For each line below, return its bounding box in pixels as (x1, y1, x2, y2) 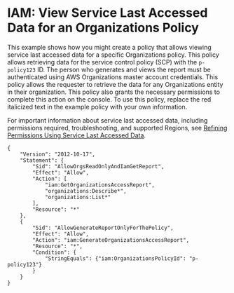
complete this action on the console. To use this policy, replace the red (7, 95, 212, 103)
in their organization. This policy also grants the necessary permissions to (7, 88, 221, 96)
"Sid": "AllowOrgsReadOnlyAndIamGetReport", (32, 163, 165, 170)
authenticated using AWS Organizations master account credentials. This (7, 72, 219, 81)
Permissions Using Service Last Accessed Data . (7, 131, 146, 139)
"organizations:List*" (44, 193, 111, 200)
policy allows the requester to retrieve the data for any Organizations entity (7, 80, 223, 88)
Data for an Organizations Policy (7, 20, 200, 36)
